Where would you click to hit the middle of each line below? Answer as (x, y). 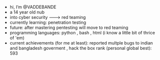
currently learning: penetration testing (48, 22)
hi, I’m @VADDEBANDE (33, 7)
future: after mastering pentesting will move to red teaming (69, 28)
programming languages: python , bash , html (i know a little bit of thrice (82, 33)
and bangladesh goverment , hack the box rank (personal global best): (81, 48)
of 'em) (17, 38)
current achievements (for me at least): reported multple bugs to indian (81, 43)
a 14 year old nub (27, 12)
